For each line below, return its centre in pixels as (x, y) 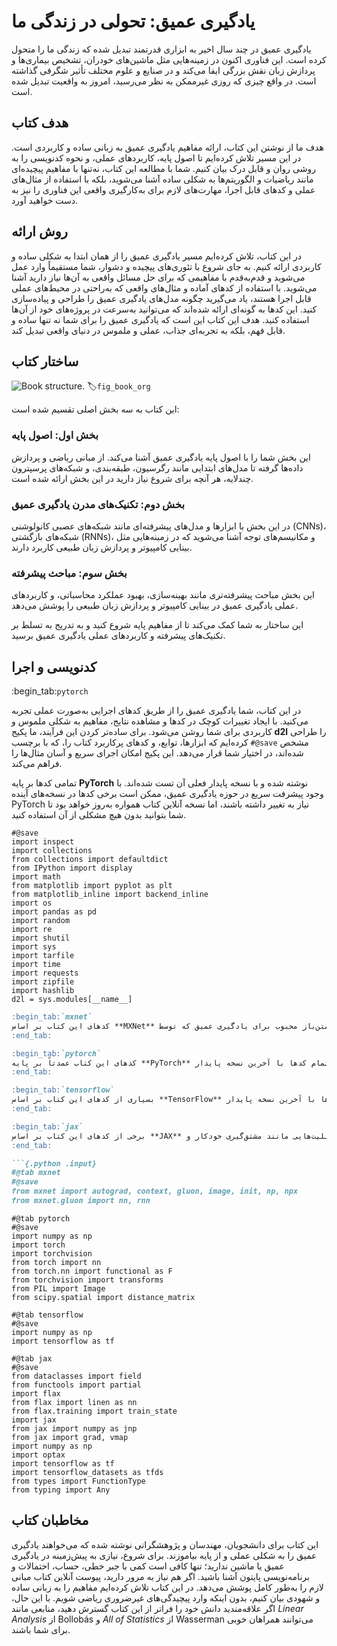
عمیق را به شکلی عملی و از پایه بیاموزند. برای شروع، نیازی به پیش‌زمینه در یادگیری (164, 1555)
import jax (34, 1420)
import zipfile (43, 982)
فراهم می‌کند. (37, 764)
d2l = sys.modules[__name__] (72, 1000)
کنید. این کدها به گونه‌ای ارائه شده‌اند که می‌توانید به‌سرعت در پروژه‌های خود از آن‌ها (164, 309)
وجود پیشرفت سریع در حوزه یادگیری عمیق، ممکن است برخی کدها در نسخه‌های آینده (167, 794)
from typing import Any (61, 1490)
